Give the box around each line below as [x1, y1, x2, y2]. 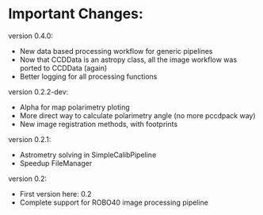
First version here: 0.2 [19, 189, 92, 198]
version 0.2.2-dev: [8, 86, 69, 96]
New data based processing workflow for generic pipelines [19, 46, 213, 56]
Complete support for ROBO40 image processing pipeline [19, 198, 208, 207]
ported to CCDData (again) [19, 63, 108, 72]
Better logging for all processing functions [19, 71, 158, 81]
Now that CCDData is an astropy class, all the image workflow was [19, 55, 238, 64]
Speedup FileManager [19, 158, 93, 167]
